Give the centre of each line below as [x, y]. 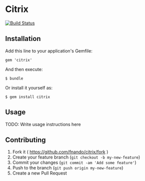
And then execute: [24, 69]
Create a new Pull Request [40, 173]
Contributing [25, 140]
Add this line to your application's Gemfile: [49, 50]
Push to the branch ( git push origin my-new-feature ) [68, 168]
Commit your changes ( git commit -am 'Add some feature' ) [74, 162]
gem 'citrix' [19, 60]
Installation [23, 39]
